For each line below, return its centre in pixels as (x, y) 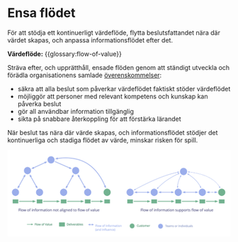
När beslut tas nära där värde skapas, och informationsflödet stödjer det (113, 132)
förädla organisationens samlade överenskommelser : (85, 75)
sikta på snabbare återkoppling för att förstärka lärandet (100, 119)
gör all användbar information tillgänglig (76, 111)
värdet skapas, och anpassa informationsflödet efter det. (90, 40)
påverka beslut (39, 103)
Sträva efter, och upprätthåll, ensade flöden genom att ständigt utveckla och (119, 67)
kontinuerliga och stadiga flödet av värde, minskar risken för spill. (103, 140)
